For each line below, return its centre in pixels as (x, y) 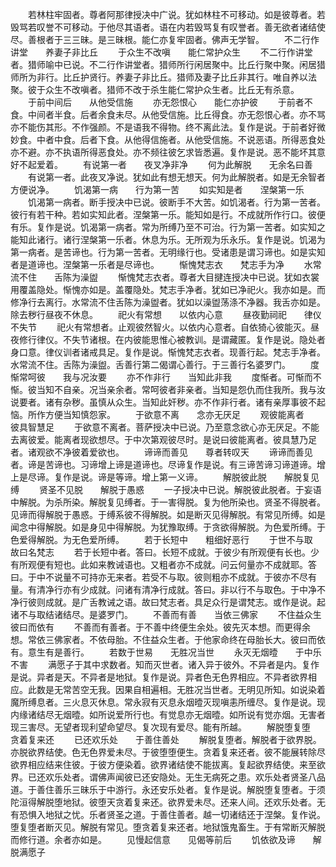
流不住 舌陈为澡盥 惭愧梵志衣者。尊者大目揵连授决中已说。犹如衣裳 (165, 277)
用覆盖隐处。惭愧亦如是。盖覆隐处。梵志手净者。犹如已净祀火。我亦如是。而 (168, 289)
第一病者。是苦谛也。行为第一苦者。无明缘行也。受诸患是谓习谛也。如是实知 (168, 252)
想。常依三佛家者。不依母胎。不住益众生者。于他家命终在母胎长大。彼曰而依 (168, 639)
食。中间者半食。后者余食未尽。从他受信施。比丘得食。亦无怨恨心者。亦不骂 (168, 114)
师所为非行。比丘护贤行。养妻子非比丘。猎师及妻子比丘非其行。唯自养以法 (163, 77)
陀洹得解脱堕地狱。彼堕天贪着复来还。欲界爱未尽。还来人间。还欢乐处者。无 (168, 802)
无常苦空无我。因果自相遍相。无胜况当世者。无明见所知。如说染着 (189, 689)
